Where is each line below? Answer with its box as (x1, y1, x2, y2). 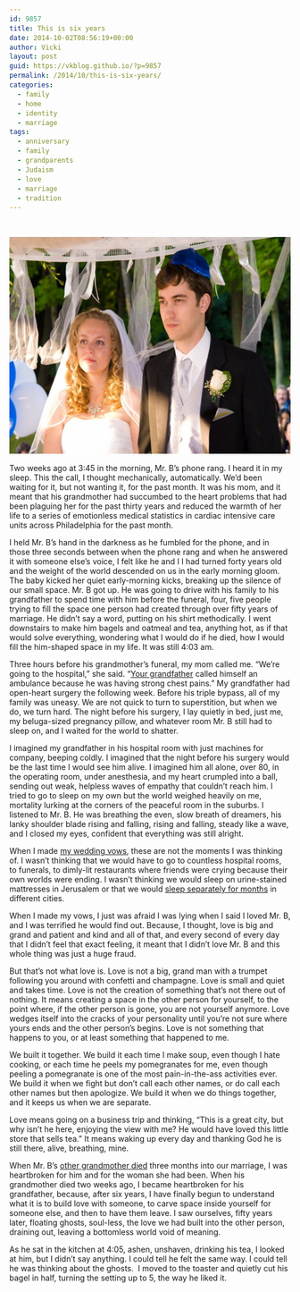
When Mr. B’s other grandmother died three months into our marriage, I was (9, 1161, 288, 1171)
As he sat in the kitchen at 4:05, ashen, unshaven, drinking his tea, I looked (9, 1244, 285, 1255)
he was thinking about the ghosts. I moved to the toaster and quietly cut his (9, 1263, 288, 1274)
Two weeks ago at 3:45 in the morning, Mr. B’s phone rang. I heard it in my (9, 463, 283, 474)
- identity (17, 108, 58, 118)
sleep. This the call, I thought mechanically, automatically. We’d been (9, 472, 262, 483)
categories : (9, 80, 54, 89)
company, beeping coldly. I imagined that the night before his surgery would (9, 752, 290, 764)
